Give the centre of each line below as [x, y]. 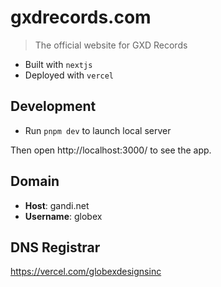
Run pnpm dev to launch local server [98, 130]
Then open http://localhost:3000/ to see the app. [111, 150]
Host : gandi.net [57, 205]
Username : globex [63, 216]
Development [53, 106]
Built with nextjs [58, 64]
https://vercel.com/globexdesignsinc [86, 272]
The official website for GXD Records [111, 45]
